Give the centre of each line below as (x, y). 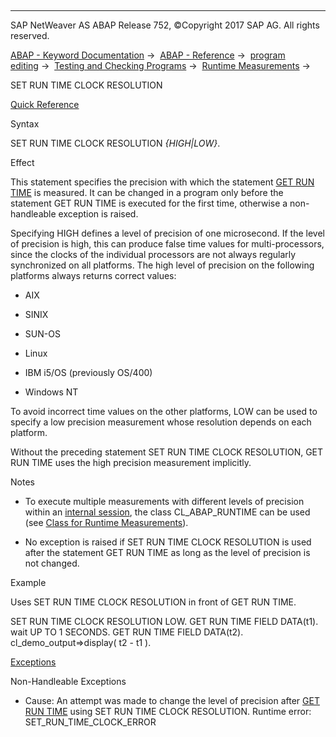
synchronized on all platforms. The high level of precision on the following (162, 265)
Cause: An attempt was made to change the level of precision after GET (172, 700)
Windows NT (51, 392)
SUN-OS (42, 334)
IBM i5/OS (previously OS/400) (88, 372)
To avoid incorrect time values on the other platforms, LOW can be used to (164, 411)
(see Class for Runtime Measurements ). (106, 522)
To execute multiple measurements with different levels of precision (164, 501)
